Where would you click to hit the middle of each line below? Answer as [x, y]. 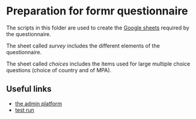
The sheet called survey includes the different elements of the [83, 46]
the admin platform [38, 103]
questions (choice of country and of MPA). [59, 70]
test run [25, 110]
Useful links [29, 89]
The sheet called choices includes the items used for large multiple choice [98, 64]
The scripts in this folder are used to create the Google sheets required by [98, 28]
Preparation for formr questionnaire [97, 11]
